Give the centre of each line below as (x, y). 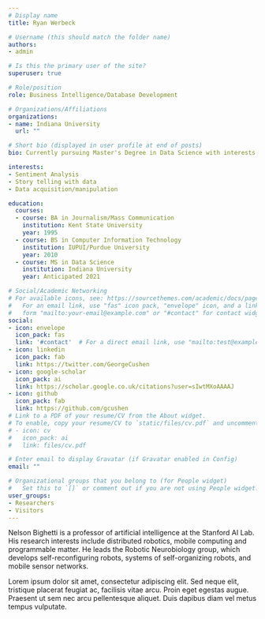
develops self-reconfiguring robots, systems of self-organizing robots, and (130, 558)
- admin (21, 52)
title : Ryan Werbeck (42, 23)
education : (26, 203)
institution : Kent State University (83, 226)
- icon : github (33, 394)
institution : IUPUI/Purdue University (86, 247)
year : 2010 (40, 255)
